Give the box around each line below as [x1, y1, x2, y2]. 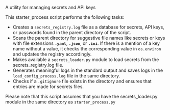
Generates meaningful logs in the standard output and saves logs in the [12, 67, 163, 73]
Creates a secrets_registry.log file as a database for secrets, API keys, [12, 24, 164, 30]
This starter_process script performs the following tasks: [5, 14, 125, 20]
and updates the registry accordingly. [12, 51, 92, 57]
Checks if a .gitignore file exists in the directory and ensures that [12, 78, 152, 84]
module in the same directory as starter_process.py [5, 99, 116, 105]
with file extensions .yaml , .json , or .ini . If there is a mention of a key [12, 40, 160, 46]
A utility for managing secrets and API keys [5, 5, 96, 10]
